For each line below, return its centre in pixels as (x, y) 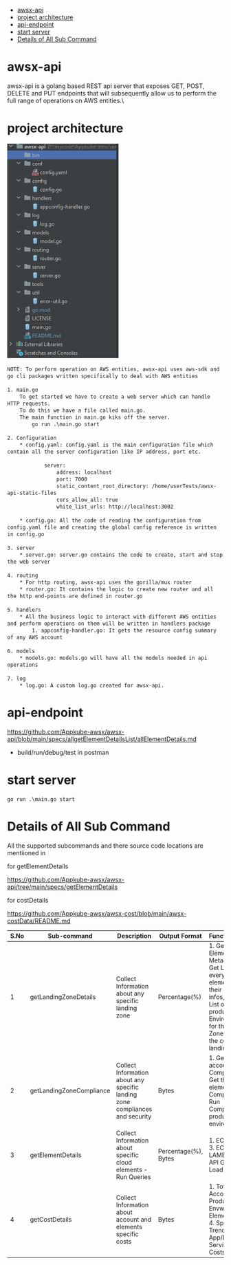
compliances (134, 1109)
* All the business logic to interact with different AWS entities (118, 617)
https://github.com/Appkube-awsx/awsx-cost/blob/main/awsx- (97, 913)
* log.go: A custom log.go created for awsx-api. (92, 685)
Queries (140, 1177)
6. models (21, 651)
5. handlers (24, 610)
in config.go (26, 534)
